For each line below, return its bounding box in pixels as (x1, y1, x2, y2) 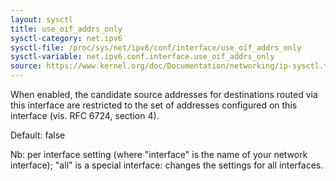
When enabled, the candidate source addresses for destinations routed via (10, 89, 318, 100)
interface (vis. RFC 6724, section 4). (10, 110, 160, 121)
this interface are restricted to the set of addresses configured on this (10, 99, 298, 111)
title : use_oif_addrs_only (10, 24, 123, 34)
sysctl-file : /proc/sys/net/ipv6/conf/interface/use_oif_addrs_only (10, 42, 302, 53)
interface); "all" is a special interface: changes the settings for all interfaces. (10, 159, 324, 171)
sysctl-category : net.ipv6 (10, 33, 123, 43)
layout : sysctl (10, 14, 74, 25)
